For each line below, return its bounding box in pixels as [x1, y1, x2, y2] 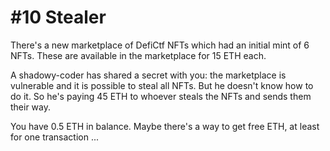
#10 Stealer [10, 6, 107, 29]
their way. [10, 101, 52, 113]
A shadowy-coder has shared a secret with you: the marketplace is [10, 69, 287, 81]
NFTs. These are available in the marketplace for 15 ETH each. [10, 49, 267, 61]
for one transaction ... [10, 131, 100, 143]
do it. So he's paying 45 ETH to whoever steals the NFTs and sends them [10, 90, 312, 102]
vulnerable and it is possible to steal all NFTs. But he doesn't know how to [10, 79, 314, 91]
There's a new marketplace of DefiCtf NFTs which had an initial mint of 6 [10, 39, 310, 51]
